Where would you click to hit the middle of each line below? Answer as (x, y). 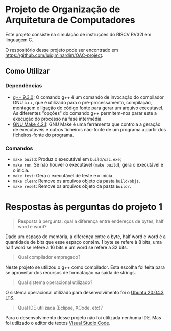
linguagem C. (19, 40)
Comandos (19, 148)
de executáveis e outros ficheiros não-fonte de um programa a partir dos (89, 129)
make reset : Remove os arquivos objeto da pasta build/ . (72, 186)
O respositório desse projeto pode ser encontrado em (62, 50)
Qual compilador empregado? (49, 257)
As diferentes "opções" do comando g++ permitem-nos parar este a (85, 113)
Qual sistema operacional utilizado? (55, 282)
